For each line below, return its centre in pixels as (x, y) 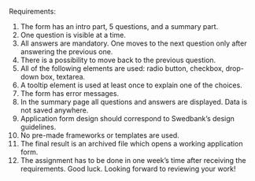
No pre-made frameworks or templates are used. (100, 135)
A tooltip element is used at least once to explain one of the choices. (131, 85)
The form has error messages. (70, 93)
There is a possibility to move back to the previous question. (118, 60)
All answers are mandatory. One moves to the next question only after (133, 43)
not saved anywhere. (54, 110)
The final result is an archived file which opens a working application (131, 144)
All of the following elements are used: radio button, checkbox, (122, 68)
